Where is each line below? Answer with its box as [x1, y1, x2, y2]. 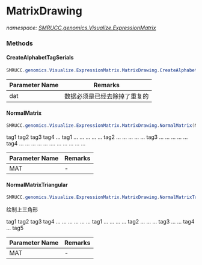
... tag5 [6, 224, 24, 232]
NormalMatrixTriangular [6, 181, 68, 188]
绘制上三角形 [6, 206, 38, 213]
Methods [6, 39, 33, 47]
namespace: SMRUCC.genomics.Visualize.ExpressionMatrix [6, 24, 156, 31]
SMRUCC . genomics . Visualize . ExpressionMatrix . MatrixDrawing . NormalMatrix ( [6, 123, 195, 129]
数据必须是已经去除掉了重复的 [64, 92, 149, 100]
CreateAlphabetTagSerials [6, 54, 74, 61]
